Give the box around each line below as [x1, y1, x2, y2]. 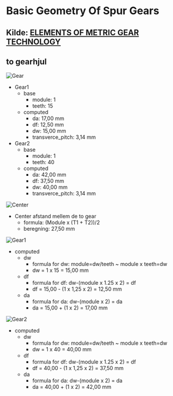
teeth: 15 [32, 102, 53, 109]
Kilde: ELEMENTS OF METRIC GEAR [6, 28, 139, 38]
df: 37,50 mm [32, 178, 65, 185]
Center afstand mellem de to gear [14, 213, 97, 220]
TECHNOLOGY [6, 36, 61, 46]
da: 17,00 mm [32, 115, 65, 122]
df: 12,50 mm [32, 121, 64, 128]
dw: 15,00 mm [32, 128, 66, 135]
